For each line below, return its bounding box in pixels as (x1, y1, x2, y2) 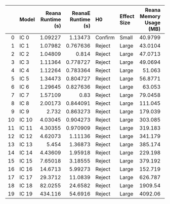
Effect (119, 13, 135, 20)
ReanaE (71, 10, 91, 17)
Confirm (95, 34, 115, 41)
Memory (140, 13, 161, 20)
